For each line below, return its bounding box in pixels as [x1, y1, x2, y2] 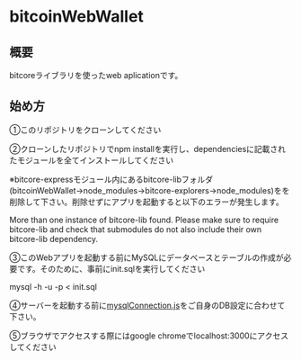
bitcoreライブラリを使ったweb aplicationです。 [9, 70, 183, 80]
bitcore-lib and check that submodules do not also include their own [9, 223, 262, 235]
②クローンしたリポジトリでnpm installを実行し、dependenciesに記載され [9, 143, 286, 154]
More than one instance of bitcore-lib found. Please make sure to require [9, 214, 279, 225]
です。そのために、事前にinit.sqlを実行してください [16, 263, 206, 274]
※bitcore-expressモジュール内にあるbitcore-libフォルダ [9, 174, 214, 184]
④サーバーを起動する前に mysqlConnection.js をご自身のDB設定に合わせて [9, 300, 286, 310]
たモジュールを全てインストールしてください [9, 155, 173, 166]
